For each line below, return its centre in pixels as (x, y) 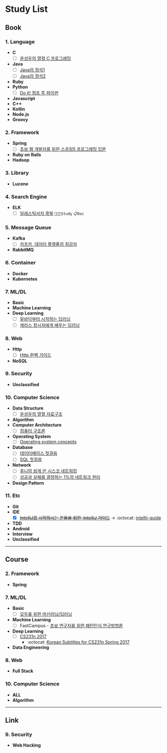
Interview (22, 534)
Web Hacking (27, 745)
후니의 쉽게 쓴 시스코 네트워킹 (48, 471)
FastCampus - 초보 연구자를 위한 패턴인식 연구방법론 (71, 625)
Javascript (24, 98)
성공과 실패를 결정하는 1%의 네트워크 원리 (60, 477)
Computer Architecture (37, 425)
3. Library (17, 173)
